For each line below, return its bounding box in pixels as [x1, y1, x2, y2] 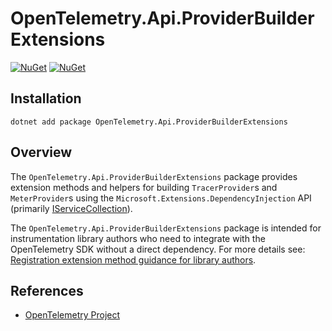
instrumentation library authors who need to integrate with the [10, 232, 266, 244]
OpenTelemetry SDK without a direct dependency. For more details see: [10, 243, 306, 255]
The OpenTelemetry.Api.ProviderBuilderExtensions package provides [10, 170, 298, 182]
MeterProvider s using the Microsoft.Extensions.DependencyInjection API [10, 192, 312, 204]
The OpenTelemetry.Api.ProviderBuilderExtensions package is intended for [10, 222, 322, 234]
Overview [10, 144, 73, 161]
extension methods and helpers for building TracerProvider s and [10, 181, 278, 193]
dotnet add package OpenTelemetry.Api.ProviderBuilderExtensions [10, 117, 288, 127]
